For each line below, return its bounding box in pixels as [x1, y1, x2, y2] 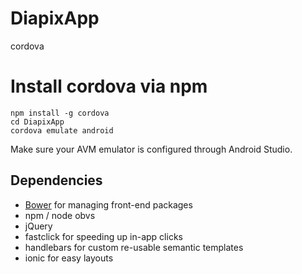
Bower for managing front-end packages [24, 198, 193, 211]
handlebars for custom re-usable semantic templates [24, 241, 244, 253]
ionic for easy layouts [24, 252, 114, 264]
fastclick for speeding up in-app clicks [24, 230, 183, 242]
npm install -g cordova [10, 108, 110, 118]
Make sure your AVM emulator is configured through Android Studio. [10, 143, 293, 155]
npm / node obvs [24, 209, 96, 221]
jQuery [24, 220, 53, 232]
